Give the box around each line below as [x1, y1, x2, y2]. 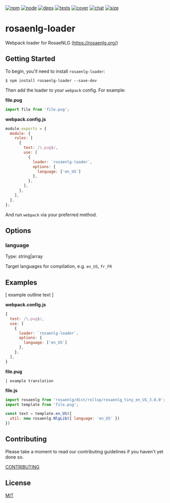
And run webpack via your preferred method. [5, 212, 97, 218]
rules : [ [14, 136, 33, 141]
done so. [5, 454, 24, 460]
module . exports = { [5, 126, 47, 131]
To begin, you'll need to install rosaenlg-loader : [5, 68, 106, 74]
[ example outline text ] [5, 292, 54, 298]
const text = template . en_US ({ [5, 411, 72, 416]
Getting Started [5, 54, 56, 64]
